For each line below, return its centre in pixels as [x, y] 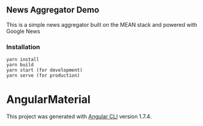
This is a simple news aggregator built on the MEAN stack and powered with [102, 24]
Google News [23, 31]
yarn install [23, 60]
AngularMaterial [49, 100]
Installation [23, 47]
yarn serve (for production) [43, 75]
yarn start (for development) [45, 70]
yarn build [20, 65]
